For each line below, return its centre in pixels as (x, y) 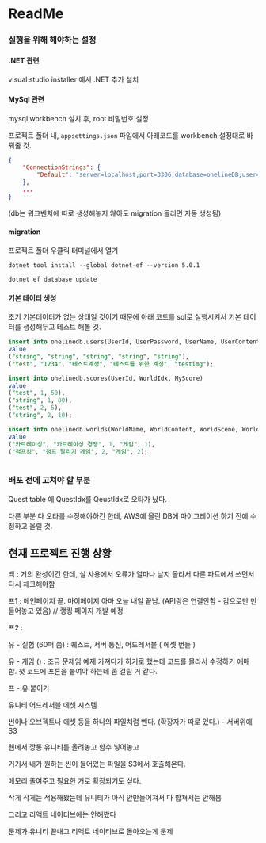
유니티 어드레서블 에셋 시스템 (53, 705)
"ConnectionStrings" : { (62, 167)
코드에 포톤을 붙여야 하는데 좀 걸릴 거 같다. (92, 671)
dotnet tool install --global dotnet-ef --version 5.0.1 (104, 265)
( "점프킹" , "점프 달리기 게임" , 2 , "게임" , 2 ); (78, 452)
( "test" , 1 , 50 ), (37, 393)
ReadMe (36, 14)
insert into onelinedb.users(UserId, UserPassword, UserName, (113, 342)
